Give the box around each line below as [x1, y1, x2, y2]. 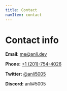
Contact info [5, 34, 59, 46]
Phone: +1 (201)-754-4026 [5, 61, 62, 67]
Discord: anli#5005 [5, 81, 46, 87]
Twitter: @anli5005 [5, 71, 46, 77]
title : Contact [5, 7, 38, 13]
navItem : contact [5, 12, 42, 17]
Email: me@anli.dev [5, 51, 47, 57]
